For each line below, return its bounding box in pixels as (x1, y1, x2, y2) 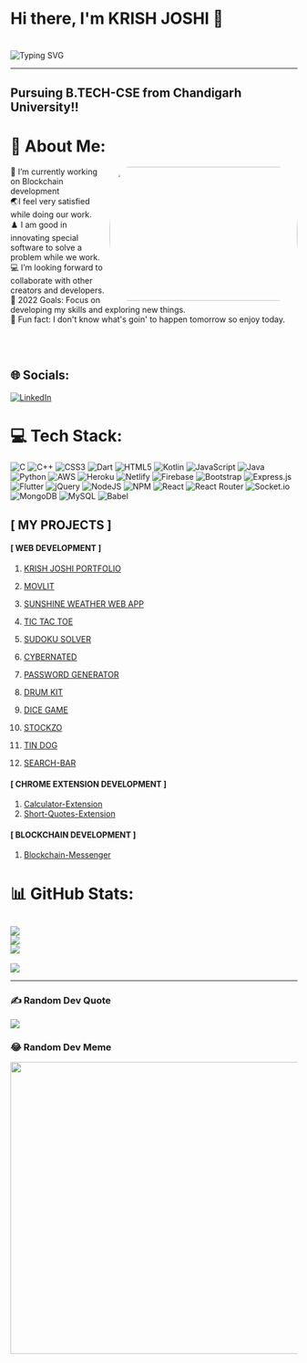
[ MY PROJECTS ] (10, 517, 112, 533)
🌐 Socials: (10, 368, 70, 383)
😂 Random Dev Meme (10, 1040, 112, 1053)
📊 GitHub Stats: (10, 883, 135, 904)
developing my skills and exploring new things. (10, 304, 186, 315)
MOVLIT (23, 581, 56, 592)
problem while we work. (10, 251, 101, 263)
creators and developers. (10, 285, 105, 296)
